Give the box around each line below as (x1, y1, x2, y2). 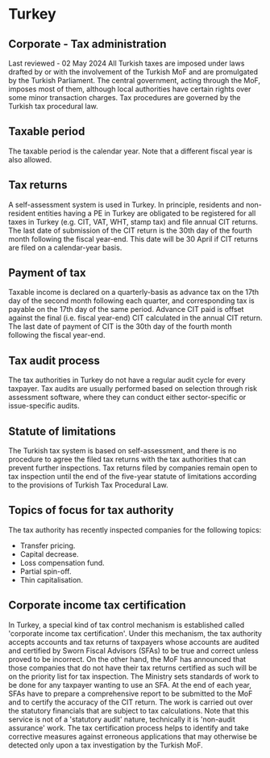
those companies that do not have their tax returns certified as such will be (8, 663, 258, 672)
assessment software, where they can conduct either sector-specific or (8, 393, 247, 402)
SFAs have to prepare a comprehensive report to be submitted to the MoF (8, 689, 253, 698)
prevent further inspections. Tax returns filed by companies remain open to (8, 463, 258, 473)
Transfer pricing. (19, 541, 76, 550)
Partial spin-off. (19, 566, 72, 576)
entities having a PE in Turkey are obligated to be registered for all (37, 208, 256, 218)
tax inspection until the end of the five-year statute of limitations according (8, 472, 257, 482)
